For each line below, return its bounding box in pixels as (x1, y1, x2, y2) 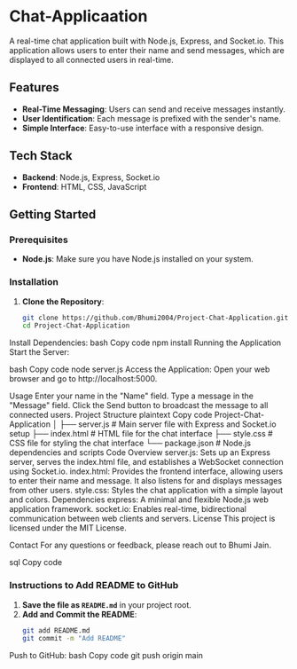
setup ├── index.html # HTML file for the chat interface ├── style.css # (9, 429, 273, 439)
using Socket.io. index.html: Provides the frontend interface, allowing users (9, 466, 284, 476)
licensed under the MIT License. (9, 523, 127, 533)
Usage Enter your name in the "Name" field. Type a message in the (9, 390, 254, 401)
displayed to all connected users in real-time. (9, 54, 175, 65)
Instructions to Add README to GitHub (9, 579, 179, 592)
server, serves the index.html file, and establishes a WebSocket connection (9, 457, 284, 468)
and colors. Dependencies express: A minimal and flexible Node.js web (9, 494, 269, 505)
